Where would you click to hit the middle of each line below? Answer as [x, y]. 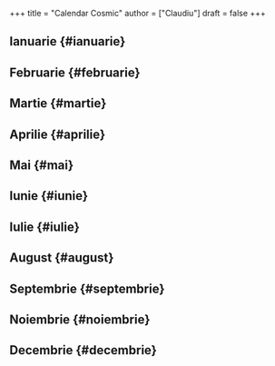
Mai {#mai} [42, 165]
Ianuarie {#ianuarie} [68, 41]
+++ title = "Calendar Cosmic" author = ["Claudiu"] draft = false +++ [137, 13]
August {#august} [62, 258]
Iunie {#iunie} [49, 196]
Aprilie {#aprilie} [58, 134]
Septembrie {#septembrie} [87, 288]
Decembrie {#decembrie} [83, 350]
